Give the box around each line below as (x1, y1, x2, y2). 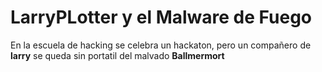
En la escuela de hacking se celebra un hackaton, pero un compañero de (10, 39, 312, 51)
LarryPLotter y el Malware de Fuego (10, 6, 313, 29)
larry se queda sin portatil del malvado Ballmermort (10, 49, 225, 61)
